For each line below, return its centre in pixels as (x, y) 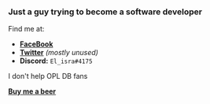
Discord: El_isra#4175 (56, 61)
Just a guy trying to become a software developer (105, 12)
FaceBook (36, 44)
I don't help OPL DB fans (48, 76)
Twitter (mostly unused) (59, 53)
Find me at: (26, 29)
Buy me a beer (32, 91)
